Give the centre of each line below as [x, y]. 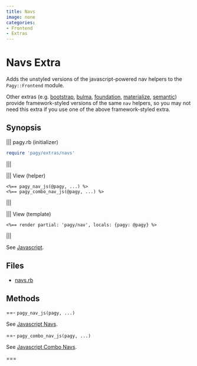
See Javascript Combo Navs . [42, 347]
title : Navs [21, 12]
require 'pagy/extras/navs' [41, 153]
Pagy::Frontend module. [35, 86]
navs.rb [24, 280]
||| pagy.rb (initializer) [32, 142]
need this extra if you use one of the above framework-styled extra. [88, 109]
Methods [23, 298]
